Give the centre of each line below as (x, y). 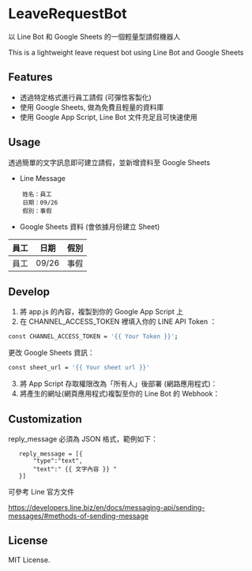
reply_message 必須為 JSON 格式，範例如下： (83, 438)
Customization (45, 419)
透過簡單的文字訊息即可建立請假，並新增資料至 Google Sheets (109, 162)
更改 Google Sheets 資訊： (51, 353)
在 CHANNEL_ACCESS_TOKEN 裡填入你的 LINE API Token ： (118, 321)
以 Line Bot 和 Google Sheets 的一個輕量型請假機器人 (94, 36)
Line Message (42, 178)
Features (30, 77)
